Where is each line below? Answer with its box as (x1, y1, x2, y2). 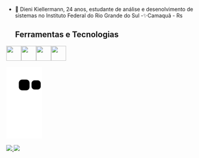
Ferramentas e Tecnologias (14, 30, 119, 40)
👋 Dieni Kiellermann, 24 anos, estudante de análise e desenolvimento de (14, 6, 194, 13)
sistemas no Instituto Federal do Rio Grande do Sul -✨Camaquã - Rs (14, 12, 183, 19)
